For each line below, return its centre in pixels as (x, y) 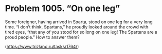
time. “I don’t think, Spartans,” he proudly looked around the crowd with (77, 27)
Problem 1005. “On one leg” (63, 8)
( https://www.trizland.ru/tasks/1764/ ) (42, 46)
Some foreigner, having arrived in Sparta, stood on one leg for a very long (79, 22)
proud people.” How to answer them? (42, 37)
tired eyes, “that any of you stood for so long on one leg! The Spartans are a (81, 32)
